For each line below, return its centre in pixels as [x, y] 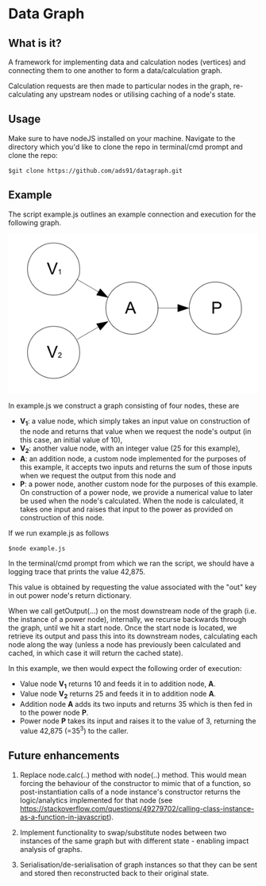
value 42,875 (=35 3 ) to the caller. [74, 730]
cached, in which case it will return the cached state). [96, 653]
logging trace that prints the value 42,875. [77, 571]
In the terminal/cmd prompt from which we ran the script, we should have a [131, 563]
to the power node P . [54, 713]
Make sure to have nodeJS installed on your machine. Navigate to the [122, 138]
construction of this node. [62, 517]
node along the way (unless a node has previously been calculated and [125, 644]
